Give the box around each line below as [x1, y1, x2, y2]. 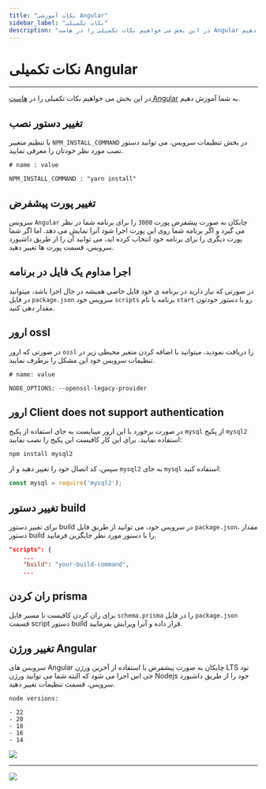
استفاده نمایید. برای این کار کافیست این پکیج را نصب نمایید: [9, 435, 182, 444]
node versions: [9, 695, 59, 703]
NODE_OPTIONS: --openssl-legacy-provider [9, 384, 148, 392]
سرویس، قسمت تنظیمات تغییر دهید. [9, 679, 115, 689]
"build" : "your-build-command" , [23, 560, 129, 568]
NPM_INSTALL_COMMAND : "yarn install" [9, 175, 137, 183]
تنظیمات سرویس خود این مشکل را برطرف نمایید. [9, 355, 155, 365]
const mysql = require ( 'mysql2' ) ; [9, 479, 123, 488]
